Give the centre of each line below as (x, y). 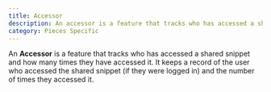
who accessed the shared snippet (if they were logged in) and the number (132, 71)
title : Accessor (35, 16)
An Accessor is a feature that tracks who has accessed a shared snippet (129, 54)
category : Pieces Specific (54, 31)
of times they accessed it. (51, 79)
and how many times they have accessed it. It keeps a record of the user (129, 62)
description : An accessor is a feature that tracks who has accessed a (131, 23)
